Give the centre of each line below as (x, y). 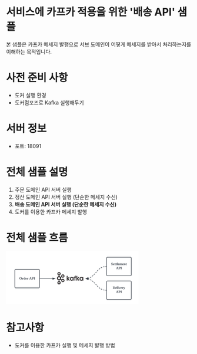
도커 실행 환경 (30, 95)
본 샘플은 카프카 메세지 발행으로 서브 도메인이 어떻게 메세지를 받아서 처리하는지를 (99, 44)
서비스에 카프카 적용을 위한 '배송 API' (91, 12)
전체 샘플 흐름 (37, 237)
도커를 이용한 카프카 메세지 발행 (51, 212)
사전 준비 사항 (37, 78)
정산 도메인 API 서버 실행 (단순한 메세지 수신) (66, 197)
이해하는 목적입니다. (29, 51)
